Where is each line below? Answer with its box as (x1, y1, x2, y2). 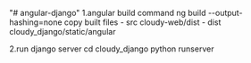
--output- (207, 8, 243, 18)
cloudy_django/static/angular (9, 27, 116, 36)
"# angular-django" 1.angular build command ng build (9, 8, 206, 18)
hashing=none (9, 17, 63, 28)
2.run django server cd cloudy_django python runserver (9, 43, 214, 54)
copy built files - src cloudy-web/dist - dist (63, 17, 222, 28)
